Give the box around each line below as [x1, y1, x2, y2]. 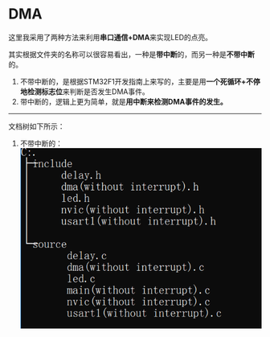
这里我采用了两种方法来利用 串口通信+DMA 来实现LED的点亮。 [8, 32, 213, 42]
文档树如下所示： [8, 121, 65, 131]
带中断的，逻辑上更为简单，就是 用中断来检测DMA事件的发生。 [19, 97, 227, 106]
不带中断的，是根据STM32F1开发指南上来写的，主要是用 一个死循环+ [19, 76, 247, 86]
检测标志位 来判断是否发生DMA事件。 [27, 86, 150, 97]
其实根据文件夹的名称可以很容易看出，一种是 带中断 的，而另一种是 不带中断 [8, 49, 255, 59]
